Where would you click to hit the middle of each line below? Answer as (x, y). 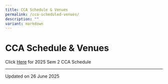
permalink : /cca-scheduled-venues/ (42, 14)
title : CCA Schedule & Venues (37, 10)
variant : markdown (24, 24)
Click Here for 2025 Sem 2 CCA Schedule (48, 62)
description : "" (22, 19)
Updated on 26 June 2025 (32, 76)
